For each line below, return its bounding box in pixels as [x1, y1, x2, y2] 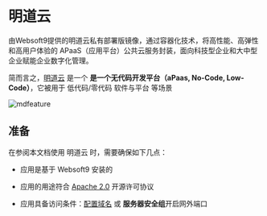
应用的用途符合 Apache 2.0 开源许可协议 [19, 181, 154, 191]
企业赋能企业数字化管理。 [8, 56, 93, 65]
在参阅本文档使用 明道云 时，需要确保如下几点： [8, 147, 167, 157]
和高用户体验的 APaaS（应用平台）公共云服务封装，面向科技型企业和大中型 [8, 45, 258, 55]
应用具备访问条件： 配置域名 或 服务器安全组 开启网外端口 [19, 198, 207, 208]
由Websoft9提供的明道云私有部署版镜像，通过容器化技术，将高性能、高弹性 [8, 35, 259, 45]
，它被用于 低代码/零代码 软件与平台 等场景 [30, 82, 173, 93]
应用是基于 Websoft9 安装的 [19, 164, 113, 174]
